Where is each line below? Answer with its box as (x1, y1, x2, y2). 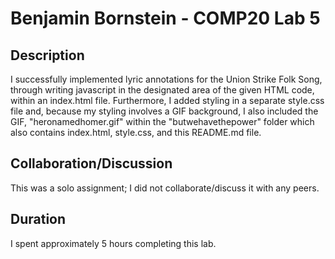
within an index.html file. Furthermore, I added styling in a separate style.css (10, 95, 325, 106)
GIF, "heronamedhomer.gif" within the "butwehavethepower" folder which (10, 116, 315, 127)
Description (10, 47, 85, 64)
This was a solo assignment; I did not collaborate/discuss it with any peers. (10, 182, 320, 194)
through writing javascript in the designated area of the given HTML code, (10, 84, 315, 96)
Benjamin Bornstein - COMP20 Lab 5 (10, 7, 321, 30)
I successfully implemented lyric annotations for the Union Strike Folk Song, (10, 73, 323, 85)
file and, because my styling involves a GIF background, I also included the (10, 105, 319, 117)
